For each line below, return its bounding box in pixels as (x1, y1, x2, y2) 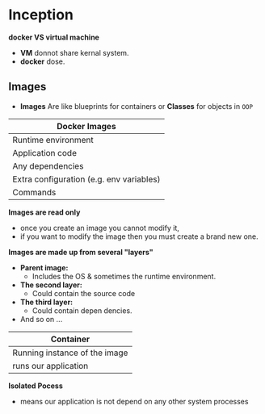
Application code (12, 147, 77, 158)
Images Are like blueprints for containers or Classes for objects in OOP (19, 101, 253, 111)
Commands (12, 186, 57, 198)
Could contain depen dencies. (32, 305, 132, 316)
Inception (8, 6, 74, 24)
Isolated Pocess (8, 381, 63, 391)
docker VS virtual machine (8, 32, 99, 42)
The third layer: (19, 297, 74, 307)
